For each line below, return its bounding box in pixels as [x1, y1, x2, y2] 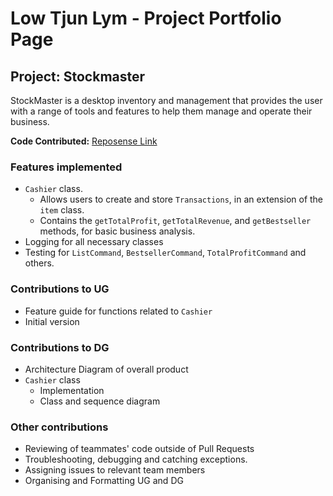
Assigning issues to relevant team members [24, 464, 206, 476]
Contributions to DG [10, 340, 110, 354]
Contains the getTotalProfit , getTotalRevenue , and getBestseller [39, 215, 312, 227]
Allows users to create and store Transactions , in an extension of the [39, 193, 324, 206]
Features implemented [10, 160, 123, 174]
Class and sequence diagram [39, 395, 161, 407]
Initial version [24, 315, 80, 327]
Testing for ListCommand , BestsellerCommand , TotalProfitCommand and [24, 247, 307, 259]
